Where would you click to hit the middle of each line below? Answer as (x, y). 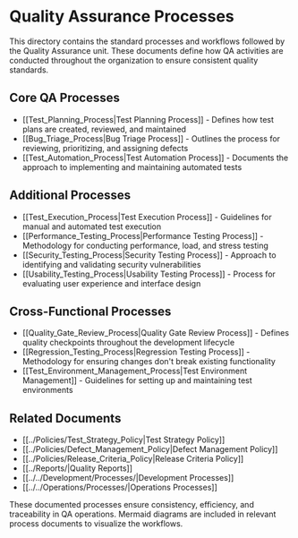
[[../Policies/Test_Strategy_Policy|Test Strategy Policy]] (123, 440)
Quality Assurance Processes (122, 17)
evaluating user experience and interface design (111, 283)
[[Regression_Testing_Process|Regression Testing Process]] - (136, 352)
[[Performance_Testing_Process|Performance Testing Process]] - (143, 235)
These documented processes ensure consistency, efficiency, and (132, 505)
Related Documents (65, 418)
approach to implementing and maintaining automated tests (132, 167)
